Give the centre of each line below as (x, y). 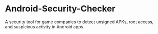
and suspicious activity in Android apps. (45, 26)
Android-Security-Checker (60, 9)
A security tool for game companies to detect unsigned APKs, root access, (79, 22)
